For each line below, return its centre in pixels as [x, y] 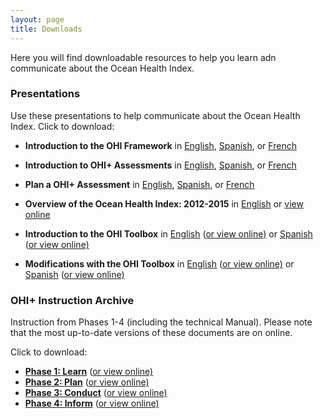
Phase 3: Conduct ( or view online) [96, 393]
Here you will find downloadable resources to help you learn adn [143, 57]
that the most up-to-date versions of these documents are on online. [151, 333]
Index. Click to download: [62, 126]
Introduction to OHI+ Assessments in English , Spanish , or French [160, 165]
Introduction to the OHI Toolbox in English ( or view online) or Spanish [168, 233]
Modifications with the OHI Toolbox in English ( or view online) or [159, 263]
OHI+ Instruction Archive [72, 300]
